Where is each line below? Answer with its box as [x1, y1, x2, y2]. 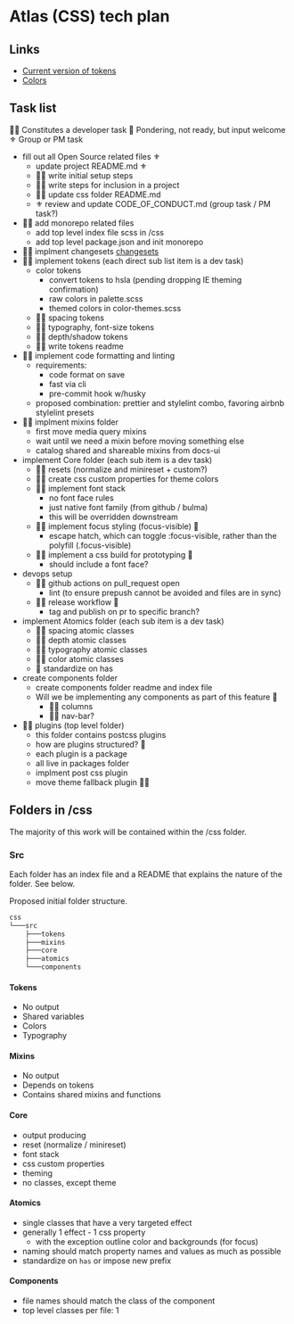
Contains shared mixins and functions [21, 1089, 162, 1100]
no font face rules [48, 492, 114, 503]
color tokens [35, 265, 82, 276]
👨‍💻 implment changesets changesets [21, 245, 159, 256]
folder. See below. [9, 878, 76, 889]
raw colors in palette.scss [48, 293, 143, 304]
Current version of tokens [21, 65, 117, 76]
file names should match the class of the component [21, 1295, 216, 1306]
